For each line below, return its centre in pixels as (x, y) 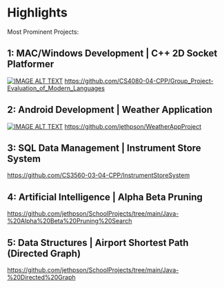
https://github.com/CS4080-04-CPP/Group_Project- (139, 81)
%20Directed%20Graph (41, 277)
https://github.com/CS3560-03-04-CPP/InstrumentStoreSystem (99, 175)
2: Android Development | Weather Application (110, 110)
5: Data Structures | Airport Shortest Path (98, 243)
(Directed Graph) (44, 253)
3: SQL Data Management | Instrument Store (104, 148)
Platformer (31, 64)
